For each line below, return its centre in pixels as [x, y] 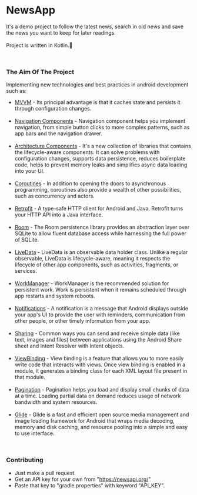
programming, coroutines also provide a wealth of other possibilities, [98, 190]
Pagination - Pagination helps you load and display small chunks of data [102, 390]
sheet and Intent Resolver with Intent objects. [69, 346]
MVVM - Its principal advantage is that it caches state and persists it [97, 102]
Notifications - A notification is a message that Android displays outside [101, 309]
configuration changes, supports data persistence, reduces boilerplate [100, 159]
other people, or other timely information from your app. [82, 321]
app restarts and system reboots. [55, 296]
